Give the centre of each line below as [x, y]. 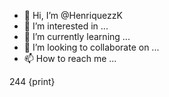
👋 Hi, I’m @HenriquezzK [73, 15]
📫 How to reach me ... [70, 58]
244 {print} [32, 81]
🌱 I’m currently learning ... [77, 36]
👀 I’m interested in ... [66, 26]
